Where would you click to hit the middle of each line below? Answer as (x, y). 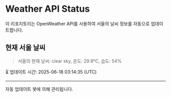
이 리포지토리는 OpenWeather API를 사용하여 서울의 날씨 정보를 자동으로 (78, 23)
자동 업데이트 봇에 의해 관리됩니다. (39, 89)
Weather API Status (48, 9)
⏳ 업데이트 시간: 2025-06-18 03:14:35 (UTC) (51, 71)
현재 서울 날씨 (25, 48)
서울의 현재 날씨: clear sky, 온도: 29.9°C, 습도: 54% (70, 61)
